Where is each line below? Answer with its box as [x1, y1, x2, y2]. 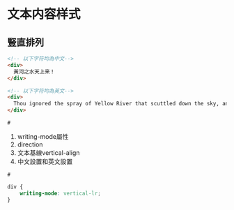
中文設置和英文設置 [17, 158, 73, 165]
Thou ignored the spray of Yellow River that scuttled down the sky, [13, 100, 219, 107]
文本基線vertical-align [17, 149, 80, 157]
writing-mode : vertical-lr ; [19, 190, 101, 197]
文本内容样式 [7, 6, 81, 22]
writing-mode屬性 [17, 133, 69, 140]
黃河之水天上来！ [13, 68, 56, 75]
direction [17, 140, 43, 149]
